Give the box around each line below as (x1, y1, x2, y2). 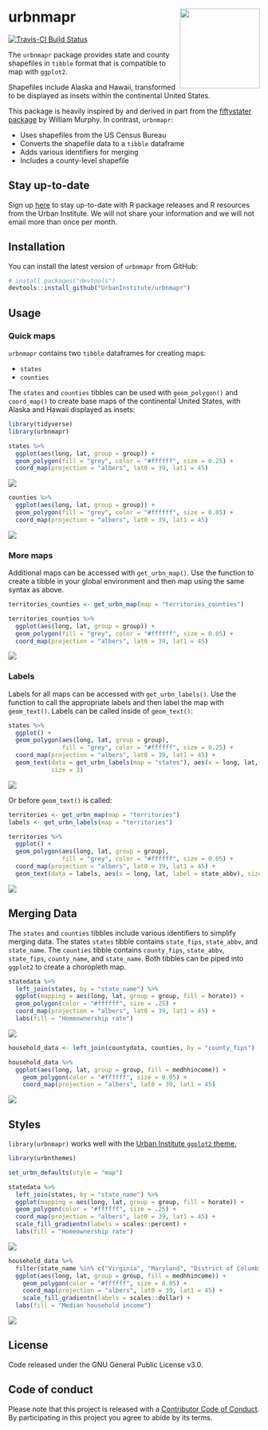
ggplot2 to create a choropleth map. (8, 962, 127, 972)
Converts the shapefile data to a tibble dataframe (19, 138, 185, 148)
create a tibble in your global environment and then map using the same (8, 576, 245, 586)
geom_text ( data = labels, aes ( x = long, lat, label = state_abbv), (15, 869, 245, 877)
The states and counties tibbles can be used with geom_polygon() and (8, 388, 238, 397)
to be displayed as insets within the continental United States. (8, 90, 211, 100)
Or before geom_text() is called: (8, 795, 112, 805)
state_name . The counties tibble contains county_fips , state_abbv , (8, 945, 225, 954)
